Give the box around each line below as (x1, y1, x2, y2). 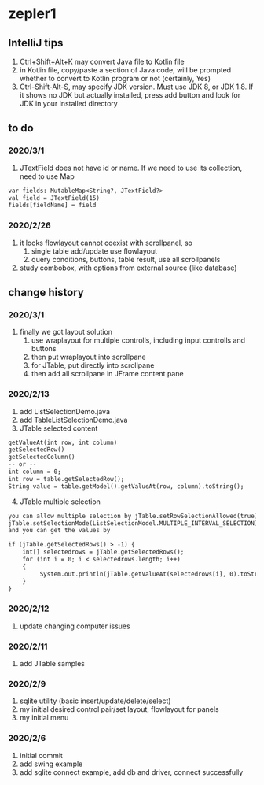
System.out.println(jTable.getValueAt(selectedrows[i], (39, 570, 226, 578)
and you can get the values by (8, 527, 111, 535)
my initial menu (19, 713, 69, 723)
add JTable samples (19, 659, 85, 668)
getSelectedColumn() (8, 454, 76, 461)
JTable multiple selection (19, 497, 101, 506)
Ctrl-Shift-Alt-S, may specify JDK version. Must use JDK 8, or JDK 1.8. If (19, 82, 254, 91)
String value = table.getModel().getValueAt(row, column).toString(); (8, 482, 244, 491)
